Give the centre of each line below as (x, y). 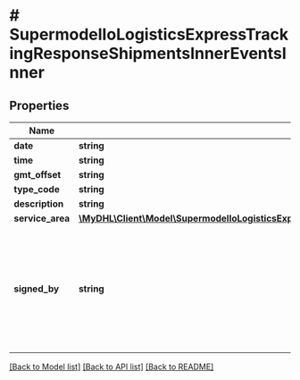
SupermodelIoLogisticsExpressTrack (149, 34)
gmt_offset (37, 175)
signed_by (37, 289)
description (39, 204)
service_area (42, 218)
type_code (37, 189)
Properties (39, 105)
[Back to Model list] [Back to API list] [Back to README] (112, 367)
